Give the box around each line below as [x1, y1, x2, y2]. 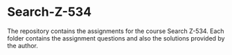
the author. [7, 41, 38, 49]
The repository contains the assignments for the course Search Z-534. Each [7, 27, 224, 35]
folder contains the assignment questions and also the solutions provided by [7, 34, 225, 42]
